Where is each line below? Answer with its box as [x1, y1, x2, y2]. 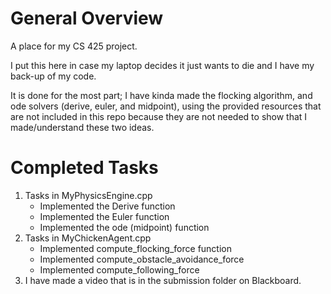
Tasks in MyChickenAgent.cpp [24, 232, 152, 244]
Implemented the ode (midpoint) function [39, 221, 210, 233]
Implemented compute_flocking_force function [39, 242, 233, 254]
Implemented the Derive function [39, 200, 176, 212]
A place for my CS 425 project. [10, 40, 138, 52]
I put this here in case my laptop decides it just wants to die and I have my [10, 59, 315, 71]
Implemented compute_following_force [39, 263, 200, 276]
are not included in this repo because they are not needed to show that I [10, 110, 308, 122]
